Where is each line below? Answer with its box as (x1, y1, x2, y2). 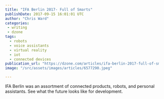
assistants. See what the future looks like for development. (5, 88, 123, 94)
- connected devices (9, 57, 51, 62)
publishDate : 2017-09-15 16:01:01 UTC (5, 12, 84, 16)
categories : (5, 20, 29, 26)
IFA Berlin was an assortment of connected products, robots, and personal (5, 83, 155, 89)
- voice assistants (9, 43, 49, 48)
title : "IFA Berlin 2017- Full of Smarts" (5, 7, 93, 12)
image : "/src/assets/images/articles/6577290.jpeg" (5, 66, 112, 71)
